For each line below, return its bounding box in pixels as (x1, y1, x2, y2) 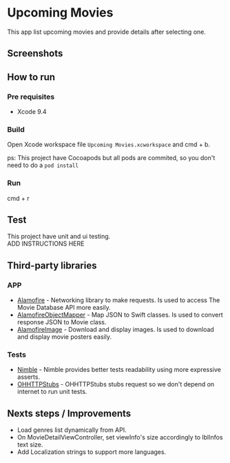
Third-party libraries (7, 259, 97, 271)
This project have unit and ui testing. (7, 233, 111, 241)
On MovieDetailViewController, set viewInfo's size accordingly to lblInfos (17, 433, 223, 442)
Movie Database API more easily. (17, 304, 112, 312)
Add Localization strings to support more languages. (17, 448, 167, 456)
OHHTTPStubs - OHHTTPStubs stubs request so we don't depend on (17, 380, 215, 388)
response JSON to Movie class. (17, 318, 107, 326)
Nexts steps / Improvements (7, 407, 132, 419)
